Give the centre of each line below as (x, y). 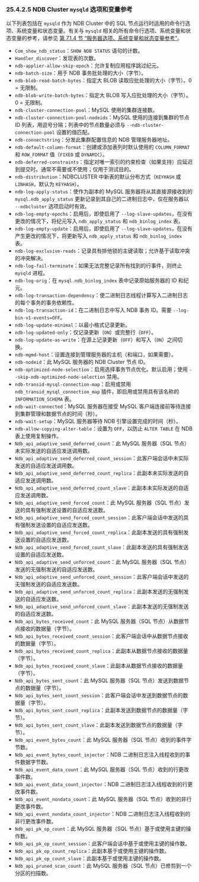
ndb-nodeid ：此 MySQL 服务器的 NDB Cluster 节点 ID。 (82, 362)
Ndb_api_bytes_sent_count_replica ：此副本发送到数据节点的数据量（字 (101, 710)
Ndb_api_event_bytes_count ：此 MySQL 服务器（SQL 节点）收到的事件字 (103, 740)
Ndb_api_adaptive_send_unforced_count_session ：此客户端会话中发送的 (102, 577)
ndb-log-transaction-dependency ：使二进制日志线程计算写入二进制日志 (101, 295)
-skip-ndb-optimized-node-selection (60, 378)
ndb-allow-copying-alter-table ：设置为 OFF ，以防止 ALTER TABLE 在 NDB (104, 429)
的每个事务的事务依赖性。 (46, 303)
